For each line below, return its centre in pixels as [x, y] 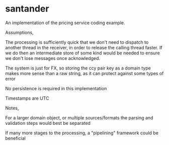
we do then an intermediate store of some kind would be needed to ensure [82, 53]
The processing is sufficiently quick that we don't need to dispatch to [77, 42]
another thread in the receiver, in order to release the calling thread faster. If [84, 47]
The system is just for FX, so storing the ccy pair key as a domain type [78, 68]
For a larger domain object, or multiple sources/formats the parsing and [79, 118]
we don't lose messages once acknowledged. [53, 58]
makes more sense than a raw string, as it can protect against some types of [84, 73]
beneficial [16, 138]
